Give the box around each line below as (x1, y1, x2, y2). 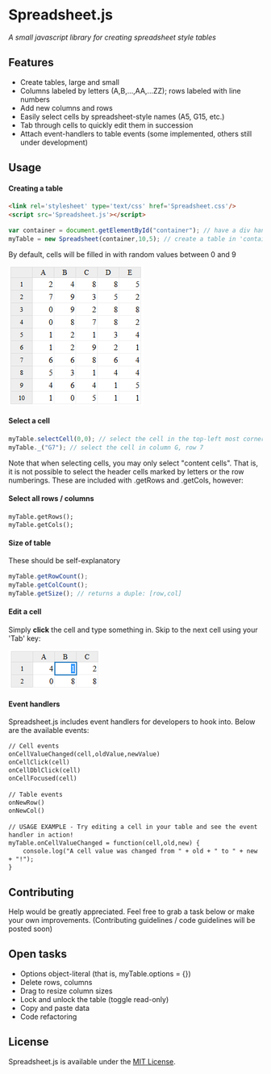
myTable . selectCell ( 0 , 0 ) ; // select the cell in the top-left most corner (8, 435, 265, 444)
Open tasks (8, 947, 67, 961)
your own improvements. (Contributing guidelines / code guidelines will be (8, 916, 256, 925)
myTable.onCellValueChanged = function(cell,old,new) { (8, 839, 200, 848)
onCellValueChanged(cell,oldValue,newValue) (8, 750, 161, 759)
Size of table (8, 537, 52, 547)
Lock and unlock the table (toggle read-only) (19, 994, 169, 1004)
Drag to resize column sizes (19, 986, 113, 996)
